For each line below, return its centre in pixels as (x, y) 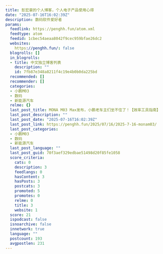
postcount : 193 (26, 239)
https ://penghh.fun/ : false (44, 48)
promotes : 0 (27, 196)
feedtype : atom (26, 34)
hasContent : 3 (29, 177)
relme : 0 (24, 200)
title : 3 (24, 205)
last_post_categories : (34, 129)
